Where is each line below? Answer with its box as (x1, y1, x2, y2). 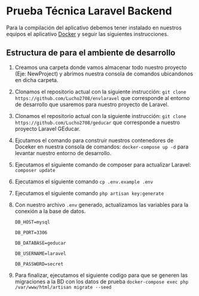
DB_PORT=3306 (14, 229, 48, 235)
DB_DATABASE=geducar (14, 240, 66, 246)
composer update (14, 167, 56, 173)
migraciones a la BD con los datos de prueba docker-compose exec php (14, 277, 189, 285)
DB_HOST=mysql (14, 219, 50, 225)
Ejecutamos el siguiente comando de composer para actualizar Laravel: (14, 161, 191, 168)
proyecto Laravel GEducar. (14, 125, 81, 132)
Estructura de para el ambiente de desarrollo (6, 48, 176, 58)
